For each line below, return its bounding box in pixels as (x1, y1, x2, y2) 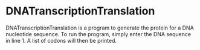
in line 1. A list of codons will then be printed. (5, 37, 117, 44)
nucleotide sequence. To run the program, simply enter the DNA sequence (5, 30, 192, 37)
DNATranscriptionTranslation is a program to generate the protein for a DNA (5, 24, 194, 31)
